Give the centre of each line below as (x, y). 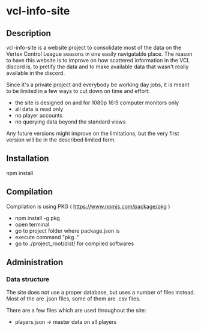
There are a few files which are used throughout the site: (76, 311)
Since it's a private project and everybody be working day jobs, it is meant (98, 85)
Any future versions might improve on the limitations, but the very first (93, 133)
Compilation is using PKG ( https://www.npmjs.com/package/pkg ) (88, 206)
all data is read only (39, 109)
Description (28, 33)
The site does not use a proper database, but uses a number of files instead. (101, 293)
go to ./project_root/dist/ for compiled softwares (74, 243)
